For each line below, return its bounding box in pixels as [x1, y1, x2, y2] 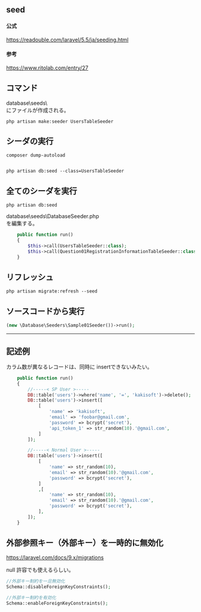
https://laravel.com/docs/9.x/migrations [6, 554, 104, 561]
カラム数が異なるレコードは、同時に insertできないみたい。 [6, 363, 153, 370]
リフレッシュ [6, 272, 54, 282]
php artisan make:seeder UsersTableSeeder [6, 118, 114, 125]
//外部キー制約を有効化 [6, 595, 57, 601]
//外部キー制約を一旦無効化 [6, 578, 66, 584]
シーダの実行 [6, 136, 54, 146]
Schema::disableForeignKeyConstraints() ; [6, 584, 111, 590]
